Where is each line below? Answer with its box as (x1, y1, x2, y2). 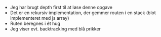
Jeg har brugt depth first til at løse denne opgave (10, 5, 113, 10)
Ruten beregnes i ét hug (10, 20, 61, 26)
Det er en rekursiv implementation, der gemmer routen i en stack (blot (10, 10, 156, 16)
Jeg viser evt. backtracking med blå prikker (10, 26, 101, 32)
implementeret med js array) (10, 15, 69, 21)
